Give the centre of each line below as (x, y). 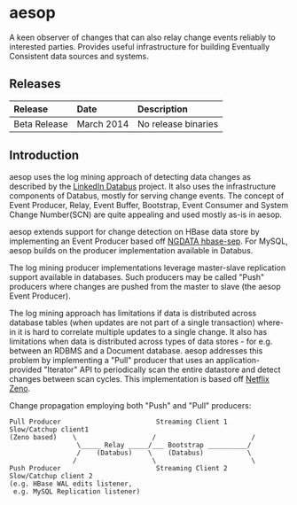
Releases (35, 84)
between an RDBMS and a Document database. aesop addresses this (136, 350)
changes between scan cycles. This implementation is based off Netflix (140, 378)
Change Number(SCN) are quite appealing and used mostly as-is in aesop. (146, 214)
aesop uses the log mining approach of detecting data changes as (130, 176)
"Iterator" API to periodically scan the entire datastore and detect (162, 369)
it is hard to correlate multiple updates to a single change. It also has (142, 331)
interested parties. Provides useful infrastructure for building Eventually (140, 46)
